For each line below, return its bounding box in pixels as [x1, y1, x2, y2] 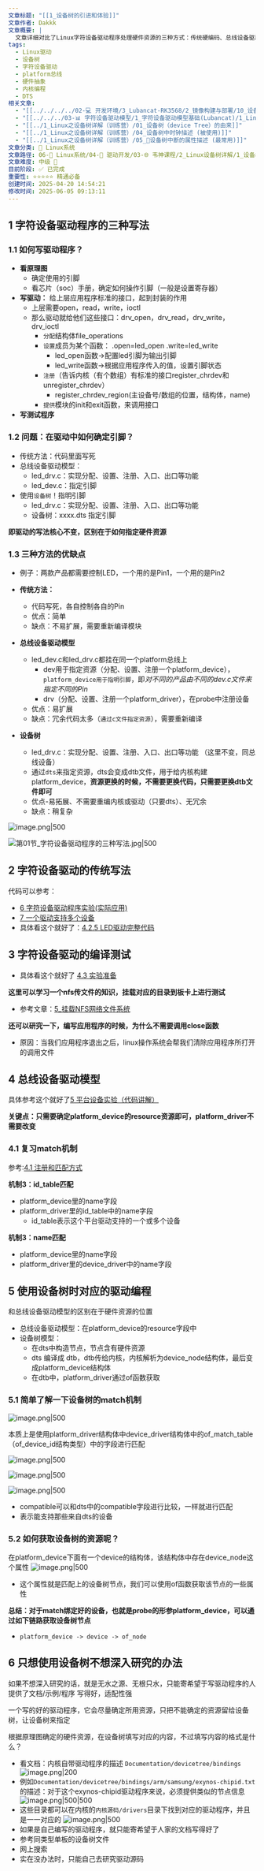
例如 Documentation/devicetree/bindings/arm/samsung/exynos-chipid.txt [19, 1776, 255, 1786]
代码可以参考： [8, 886, 57, 896]
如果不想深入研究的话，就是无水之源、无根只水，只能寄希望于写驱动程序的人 [8, 1679, 256, 1688]
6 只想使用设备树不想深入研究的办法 [8, 1657, 183, 1670]
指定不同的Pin [42, 684, 89, 694]
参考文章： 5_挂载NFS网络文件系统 [19, 1004, 131, 1013]
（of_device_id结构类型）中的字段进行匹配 [8, 1439, 145, 1448]
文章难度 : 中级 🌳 [8, 158, 58, 166]
